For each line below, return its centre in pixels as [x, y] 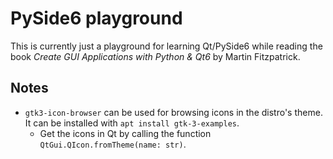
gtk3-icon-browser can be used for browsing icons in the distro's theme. [173, 112]
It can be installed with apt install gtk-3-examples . [132, 123]
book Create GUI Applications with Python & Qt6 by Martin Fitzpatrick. [155, 56]
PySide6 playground [96, 18]
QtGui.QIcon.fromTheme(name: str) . [113, 144]
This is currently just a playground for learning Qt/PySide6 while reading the [166, 46]
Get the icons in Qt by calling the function [125, 133]
